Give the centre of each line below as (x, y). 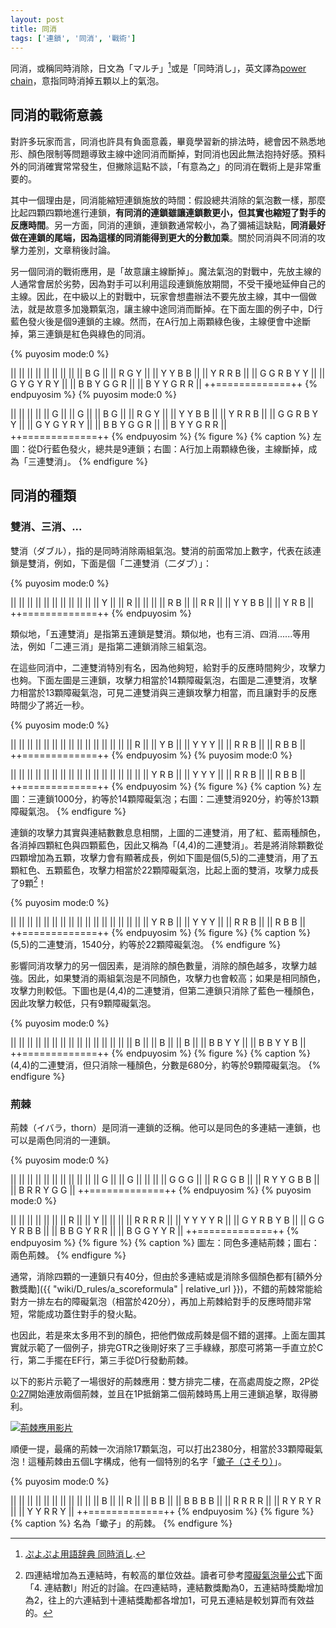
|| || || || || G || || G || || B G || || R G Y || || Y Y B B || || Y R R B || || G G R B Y (164, 413)
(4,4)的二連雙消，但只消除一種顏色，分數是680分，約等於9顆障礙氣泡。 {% (166, 1065)
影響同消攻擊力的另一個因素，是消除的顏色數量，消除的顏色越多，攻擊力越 (163, 966)
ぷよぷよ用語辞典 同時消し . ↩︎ (85, 1554)
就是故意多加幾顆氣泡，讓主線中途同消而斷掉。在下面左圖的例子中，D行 (175, 308)
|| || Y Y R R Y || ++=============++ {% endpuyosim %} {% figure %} (162, 1512)
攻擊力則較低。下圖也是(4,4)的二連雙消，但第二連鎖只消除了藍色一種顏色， (165, 991)
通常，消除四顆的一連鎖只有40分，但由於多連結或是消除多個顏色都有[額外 (162, 1277)
